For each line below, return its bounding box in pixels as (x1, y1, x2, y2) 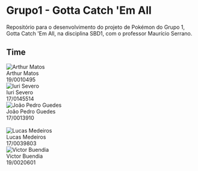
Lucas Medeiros (6, 133, 46, 140)
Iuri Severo (6, 88, 33, 96)
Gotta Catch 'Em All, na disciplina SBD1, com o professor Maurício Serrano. (6, 29, 193, 37)
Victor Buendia (6, 152, 43, 160)
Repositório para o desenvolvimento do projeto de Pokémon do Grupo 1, (6, 23, 185, 31)
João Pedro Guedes (6, 107, 56, 115)
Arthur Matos (6, 70, 39, 77)
